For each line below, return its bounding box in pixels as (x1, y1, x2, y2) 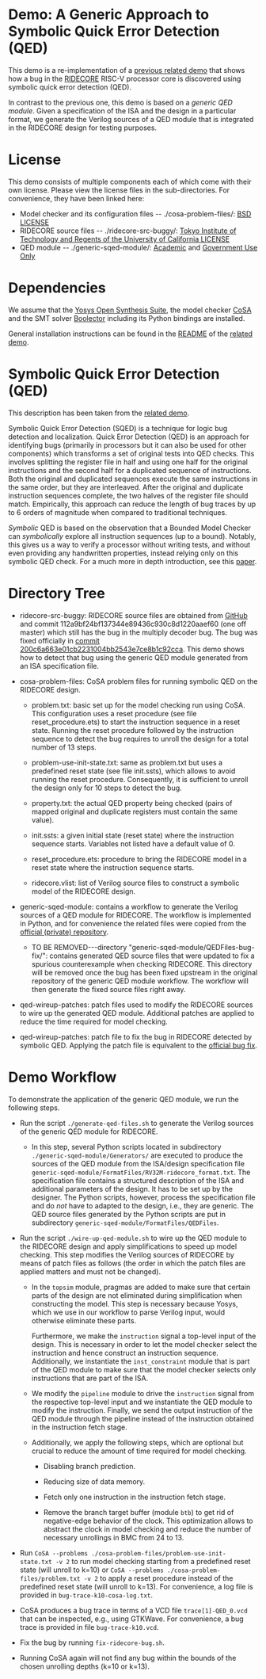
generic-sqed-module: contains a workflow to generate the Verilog (19, 902, 239, 911)
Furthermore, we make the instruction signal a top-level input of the (31, 1331, 256, 1341)
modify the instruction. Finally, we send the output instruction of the (31, 1405, 253, 1415)
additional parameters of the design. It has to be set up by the (31, 1184, 234, 1193)
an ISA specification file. (19, 661, 100, 670)
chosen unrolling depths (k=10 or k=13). (19, 1662, 150, 1671)
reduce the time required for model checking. (19, 1017, 168, 1026)
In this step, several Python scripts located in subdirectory (31, 1142, 222, 1151)
